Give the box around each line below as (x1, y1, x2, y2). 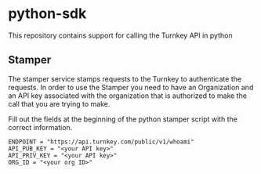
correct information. (8, 122, 73, 132)
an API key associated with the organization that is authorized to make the (8, 91, 247, 100)
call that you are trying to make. (8, 99, 111, 108)
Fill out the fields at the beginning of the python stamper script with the (8, 114, 237, 124)
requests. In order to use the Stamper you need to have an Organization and (8, 82, 254, 92)
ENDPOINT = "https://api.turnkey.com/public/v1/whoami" (8, 138, 194, 146)
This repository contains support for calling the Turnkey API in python (8, 31, 233, 40)
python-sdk (8, 5, 87, 23)
